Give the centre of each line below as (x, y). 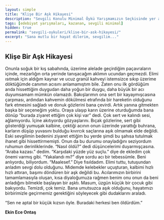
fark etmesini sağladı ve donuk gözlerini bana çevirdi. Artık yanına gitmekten (82, 105)
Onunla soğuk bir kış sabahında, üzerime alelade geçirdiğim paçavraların (78, 68)
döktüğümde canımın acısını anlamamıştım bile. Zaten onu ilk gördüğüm (77, 84)
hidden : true (18, 28)
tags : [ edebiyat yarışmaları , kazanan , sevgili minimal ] (64, 23)
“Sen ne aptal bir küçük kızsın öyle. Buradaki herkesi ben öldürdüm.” (74, 202)
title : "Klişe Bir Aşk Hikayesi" (39, 14)
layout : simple (20, 10)
